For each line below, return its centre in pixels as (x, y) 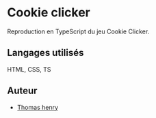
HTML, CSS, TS (29, 69)
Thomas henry (38, 107)
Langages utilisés (45, 53)
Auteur (22, 91)
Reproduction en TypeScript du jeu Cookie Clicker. (78, 31)
